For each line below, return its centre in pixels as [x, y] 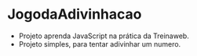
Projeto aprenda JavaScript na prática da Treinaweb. [104, 36]
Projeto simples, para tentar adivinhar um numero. [100, 44]
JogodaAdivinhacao [75, 14]
